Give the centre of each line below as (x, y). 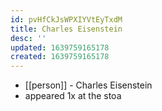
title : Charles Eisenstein (66, 29)
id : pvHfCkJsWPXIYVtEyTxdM (66, 19)
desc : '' (28, 38)
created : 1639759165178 (60, 57)
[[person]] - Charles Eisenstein (88, 85)
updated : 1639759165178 (60, 47)
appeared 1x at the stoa (73, 96)
